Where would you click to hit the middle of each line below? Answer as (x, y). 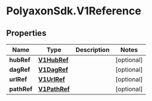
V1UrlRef (51, 79)
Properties (26, 33)
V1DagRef (53, 70)
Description (92, 50)
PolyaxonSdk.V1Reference (74, 11)
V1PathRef (54, 89)
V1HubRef (53, 60)
